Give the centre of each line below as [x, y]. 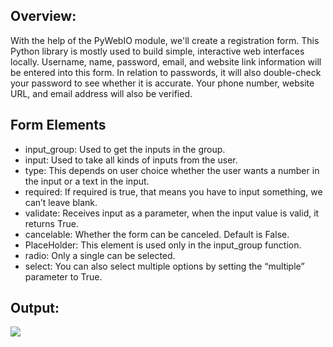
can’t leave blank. [61, 202]
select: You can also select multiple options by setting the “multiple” [164, 266]
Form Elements [58, 125]
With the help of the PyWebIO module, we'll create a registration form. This [165, 40]
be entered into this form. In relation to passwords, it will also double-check [166, 72]
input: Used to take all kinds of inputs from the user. [131, 160]
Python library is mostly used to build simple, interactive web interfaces [157, 51]
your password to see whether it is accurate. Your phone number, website [162, 83]
